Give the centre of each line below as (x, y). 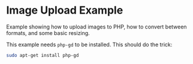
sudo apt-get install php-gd (43, 55)
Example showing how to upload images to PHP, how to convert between (96, 27)
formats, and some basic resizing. (48, 33)
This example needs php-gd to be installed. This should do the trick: (89, 44)
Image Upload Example (65, 10)
